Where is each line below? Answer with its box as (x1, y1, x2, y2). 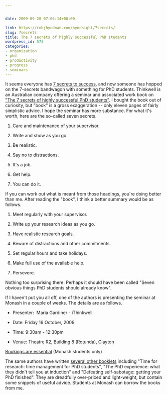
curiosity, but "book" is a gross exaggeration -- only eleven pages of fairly (5, 103, 159, 109)
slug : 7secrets (5, 30, 37, 35)
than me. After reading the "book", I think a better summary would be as (5, 196, 154, 203)
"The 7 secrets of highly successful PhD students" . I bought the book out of (5, 97, 161, 103)
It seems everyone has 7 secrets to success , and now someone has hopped (5, 81, 162, 87)
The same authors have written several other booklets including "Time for (5, 358, 157, 364)
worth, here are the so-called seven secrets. (5, 113, 97, 119)
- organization (5, 49, 37, 54)
